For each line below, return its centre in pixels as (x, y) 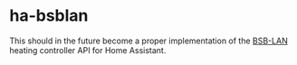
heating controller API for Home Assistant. (88, 50)
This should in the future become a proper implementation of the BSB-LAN (148, 41)
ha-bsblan (49, 16)
